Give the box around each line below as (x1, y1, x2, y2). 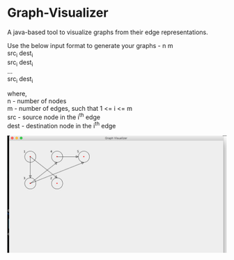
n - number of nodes (7, 97, 67, 105)
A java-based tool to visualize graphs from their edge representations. (7, 28, 209, 36)
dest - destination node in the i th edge (7, 120, 116, 130)
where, (7, 89, 28, 98)
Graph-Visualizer (7, 5, 109, 21)
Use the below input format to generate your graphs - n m (7, 41, 173, 49)
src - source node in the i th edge (7, 112, 101, 121)
